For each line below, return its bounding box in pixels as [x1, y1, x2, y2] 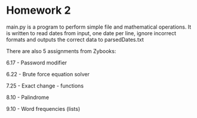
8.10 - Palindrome [6, 94, 50, 101]
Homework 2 [6, 4, 71, 17]
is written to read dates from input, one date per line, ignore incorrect [6, 29, 177, 36]
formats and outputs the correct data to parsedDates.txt [6, 36, 144, 43]
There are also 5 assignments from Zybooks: [6, 47, 116, 54]
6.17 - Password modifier [6, 59, 67, 66]
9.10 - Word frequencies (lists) [6, 105, 81, 112]
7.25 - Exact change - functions [6, 82, 84, 89]
